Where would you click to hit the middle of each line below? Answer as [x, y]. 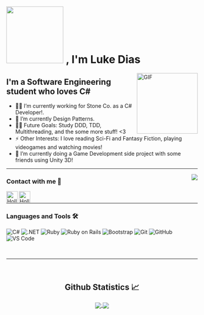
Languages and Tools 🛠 [42, 216]
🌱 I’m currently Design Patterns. [55, 119]
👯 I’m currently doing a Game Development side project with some [98, 154]
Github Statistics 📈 [102, 287]
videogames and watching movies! [59, 147]
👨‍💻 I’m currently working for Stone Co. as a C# [73, 106]
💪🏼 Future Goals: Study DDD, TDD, [58, 125]
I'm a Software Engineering [59, 82]
